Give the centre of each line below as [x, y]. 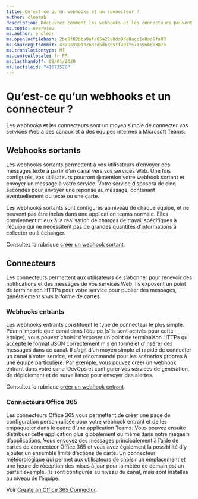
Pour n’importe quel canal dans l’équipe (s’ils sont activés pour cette [90, 331]
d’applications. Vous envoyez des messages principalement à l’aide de [92, 440]
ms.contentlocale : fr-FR [37, 56]
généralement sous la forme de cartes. [54, 296]
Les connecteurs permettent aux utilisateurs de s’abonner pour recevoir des [99, 277]
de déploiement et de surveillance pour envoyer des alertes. [80, 375]
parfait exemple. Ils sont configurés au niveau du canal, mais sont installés [97, 472]
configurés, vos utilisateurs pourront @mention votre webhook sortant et [95, 177]
